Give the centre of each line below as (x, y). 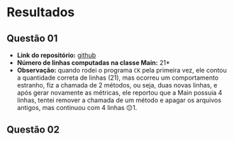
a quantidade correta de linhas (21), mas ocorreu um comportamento (118, 78)
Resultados (41, 12)
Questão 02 (33, 130)
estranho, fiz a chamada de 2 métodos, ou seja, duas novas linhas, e (117, 85)
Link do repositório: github (56, 55)
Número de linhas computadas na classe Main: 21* (94, 63)
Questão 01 (32, 38)
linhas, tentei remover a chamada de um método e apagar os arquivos (119, 100)
